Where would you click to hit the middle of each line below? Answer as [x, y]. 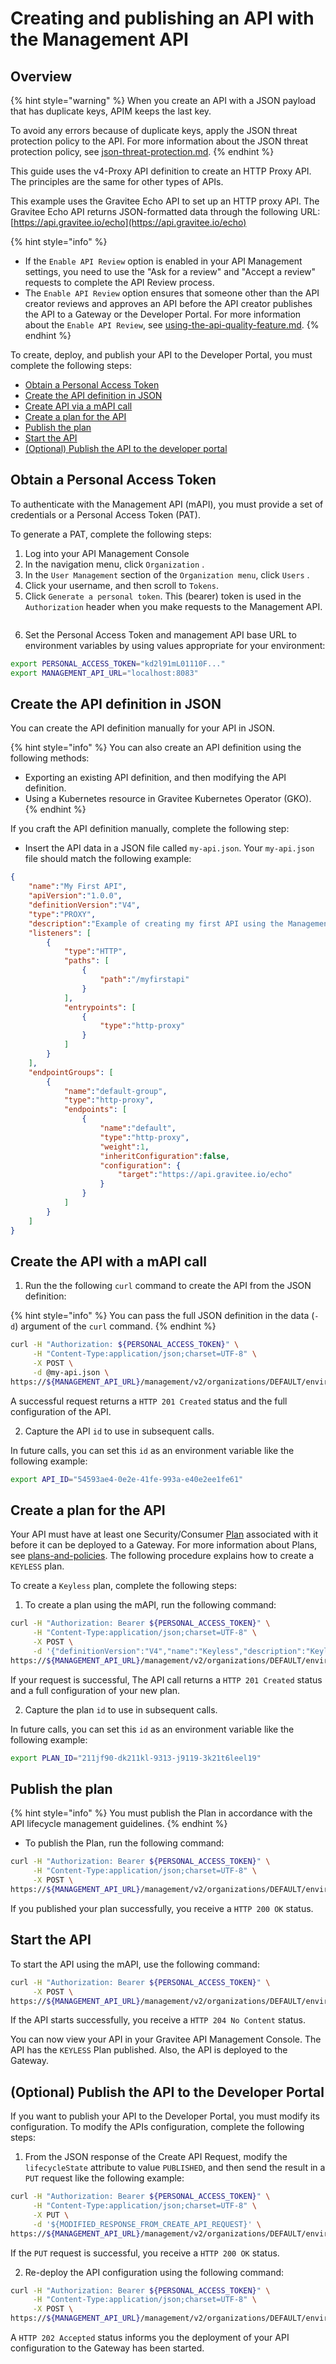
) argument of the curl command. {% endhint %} [115, 1326]
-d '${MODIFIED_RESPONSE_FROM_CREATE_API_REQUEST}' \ [147, 2224]
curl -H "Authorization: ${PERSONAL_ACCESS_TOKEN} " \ [125, 1345]
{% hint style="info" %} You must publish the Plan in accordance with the [161, 1813]
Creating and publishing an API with [162, 18]
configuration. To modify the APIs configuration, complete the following [157, 2127]
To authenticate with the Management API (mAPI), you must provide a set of [167, 504]
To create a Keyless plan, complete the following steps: [123, 1586]
